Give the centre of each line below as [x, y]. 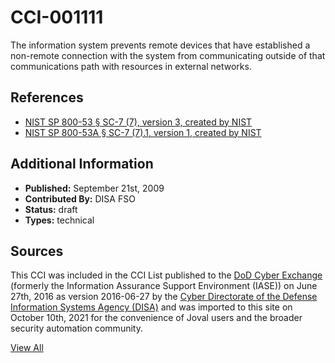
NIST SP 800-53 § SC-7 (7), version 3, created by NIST [138, 122]
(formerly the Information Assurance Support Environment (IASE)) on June [164, 286]
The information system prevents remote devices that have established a [160, 45]
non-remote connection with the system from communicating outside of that [168, 55]
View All [27, 348]
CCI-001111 [57, 17]
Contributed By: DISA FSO [80, 198]
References [47, 97]
